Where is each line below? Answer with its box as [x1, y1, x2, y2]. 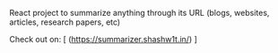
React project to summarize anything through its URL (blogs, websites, [9, 8, 270, 18]
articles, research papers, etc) [9, 17, 121, 27]
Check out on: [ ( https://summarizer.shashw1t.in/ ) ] [9, 34, 197, 44]
